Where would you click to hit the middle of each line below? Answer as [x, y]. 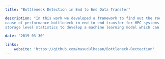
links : [12, 45]
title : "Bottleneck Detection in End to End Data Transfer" [68, 9]
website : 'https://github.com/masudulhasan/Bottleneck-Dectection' [84, 49]
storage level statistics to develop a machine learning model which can [82, 27]
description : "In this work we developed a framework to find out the [79, 18]
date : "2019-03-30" [25, 36]
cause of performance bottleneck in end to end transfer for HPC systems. [83, 23]
